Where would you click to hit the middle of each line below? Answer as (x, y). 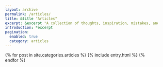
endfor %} (15, 60)
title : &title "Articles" (31, 18)
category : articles (29, 41)
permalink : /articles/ (28, 14)
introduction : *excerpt (29, 28)
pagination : (17, 32)
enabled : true (24, 37)
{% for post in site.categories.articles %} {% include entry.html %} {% (75, 55)
